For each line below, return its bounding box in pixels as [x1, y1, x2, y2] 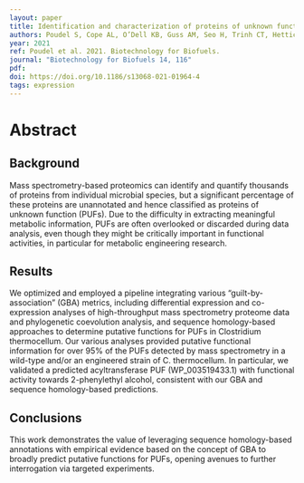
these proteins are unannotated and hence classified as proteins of [9, 198, 260, 209]
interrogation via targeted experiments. [9, 463, 156, 474]
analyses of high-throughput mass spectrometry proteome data [52, 307, 290, 318]
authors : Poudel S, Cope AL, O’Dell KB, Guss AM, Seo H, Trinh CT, [9, 30, 270, 39]
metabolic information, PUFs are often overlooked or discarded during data [9, 218, 290, 229]
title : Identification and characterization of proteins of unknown [9, 22, 273, 31]
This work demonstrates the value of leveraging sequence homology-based [9, 434, 292, 445]
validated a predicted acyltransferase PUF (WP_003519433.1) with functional [9, 364, 295, 376]
